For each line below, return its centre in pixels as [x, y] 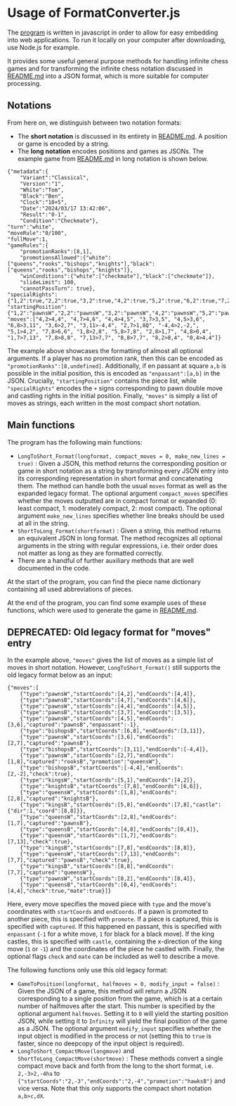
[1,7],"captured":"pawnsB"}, [50, 824]
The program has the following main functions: [75, 442]
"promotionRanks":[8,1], [56, 251]
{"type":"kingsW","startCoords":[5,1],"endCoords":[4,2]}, [108, 780]
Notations [29, 106]
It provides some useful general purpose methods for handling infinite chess [118, 61]
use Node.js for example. [44, 47]
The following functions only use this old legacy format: [88, 970]
